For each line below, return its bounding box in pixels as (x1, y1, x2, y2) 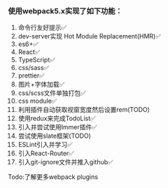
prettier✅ (17, 71, 45, 80)
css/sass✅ (17, 64, 50, 72)
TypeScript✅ (17, 56, 55, 64)
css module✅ (17, 96, 57, 106)
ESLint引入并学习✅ (17, 140, 73, 149)
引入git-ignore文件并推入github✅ (17, 158, 113, 166)
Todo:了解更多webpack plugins (8, 173, 99, 181)
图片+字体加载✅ (17, 80, 65, 89)
